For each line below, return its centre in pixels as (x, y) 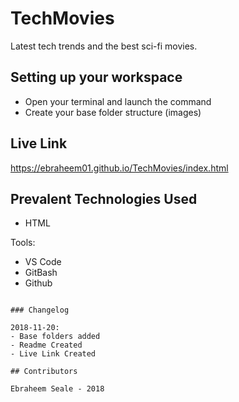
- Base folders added (55, 337)
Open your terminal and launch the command (118, 101)
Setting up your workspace (96, 77)
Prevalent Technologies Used (104, 198)
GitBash (41, 273)
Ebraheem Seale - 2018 (57, 389)
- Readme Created (46, 345)
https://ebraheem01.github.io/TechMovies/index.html (119, 168)
